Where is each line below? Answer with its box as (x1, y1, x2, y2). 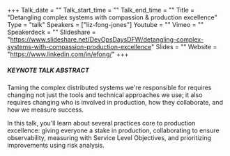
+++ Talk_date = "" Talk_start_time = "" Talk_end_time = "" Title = (7, 6, 195, 14)
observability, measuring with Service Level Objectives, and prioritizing (7, 133, 211, 141)
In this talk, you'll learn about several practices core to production (7, 119, 196, 127)
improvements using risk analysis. (7, 141, 105, 149)
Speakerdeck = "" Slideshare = (7, 28, 96, 36)
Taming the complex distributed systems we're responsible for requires (7, 83, 212, 92)
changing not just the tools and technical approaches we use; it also (7, 90, 203, 99)
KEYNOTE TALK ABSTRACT (7, 66, 89, 74)
